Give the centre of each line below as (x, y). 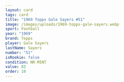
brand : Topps (19, 39)
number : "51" (19, 52)
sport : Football (22, 29)
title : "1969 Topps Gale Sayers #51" (45, 19)
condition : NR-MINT (26, 62)
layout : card (19, 10)
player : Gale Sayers (27, 43)
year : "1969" (19, 34)
